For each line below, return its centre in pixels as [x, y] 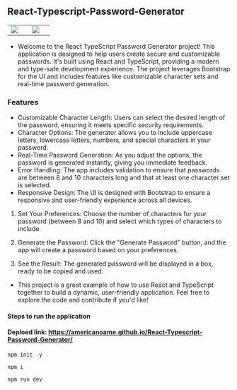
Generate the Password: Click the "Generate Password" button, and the [122, 242]
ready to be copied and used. [60, 271]
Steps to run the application [49, 316]
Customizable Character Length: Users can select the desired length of [121, 118]
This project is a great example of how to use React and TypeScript [116, 285]
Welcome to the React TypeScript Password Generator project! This [116, 46]
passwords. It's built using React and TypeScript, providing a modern [118, 61]
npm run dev [25, 379]
